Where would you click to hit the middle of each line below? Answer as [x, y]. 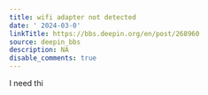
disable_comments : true [53, 58]
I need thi [27, 83]
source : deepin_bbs [45, 42]
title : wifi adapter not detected [73, 17]
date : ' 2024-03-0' [45, 26]
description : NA [39, 50]
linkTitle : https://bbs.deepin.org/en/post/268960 [104, 33]
